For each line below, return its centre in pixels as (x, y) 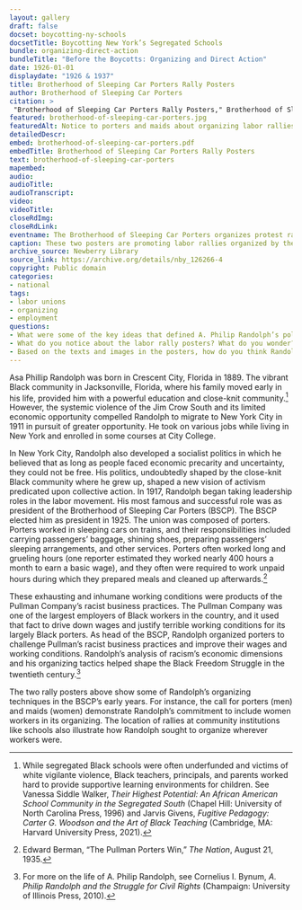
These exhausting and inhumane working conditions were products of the (146, 596)
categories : (31, 277)
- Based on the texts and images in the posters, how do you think (138, 351)
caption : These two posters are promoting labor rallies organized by (144, 243)
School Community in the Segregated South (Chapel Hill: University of (152, 803)
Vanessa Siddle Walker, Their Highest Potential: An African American (150, 794)
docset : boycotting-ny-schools (68, 34)
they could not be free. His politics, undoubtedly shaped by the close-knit (146, 473)
